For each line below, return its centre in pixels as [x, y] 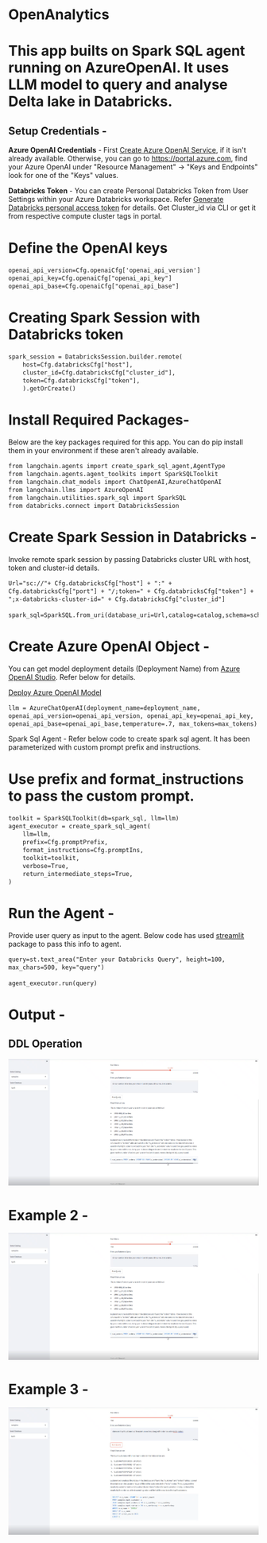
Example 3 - [48, 1390]
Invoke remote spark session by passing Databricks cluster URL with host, [130, 559]
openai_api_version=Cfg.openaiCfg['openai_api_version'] [104, 271]
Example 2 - [48, 1215]
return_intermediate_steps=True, [78, 874]
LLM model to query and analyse [118, 85]
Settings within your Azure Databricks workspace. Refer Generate [116, 200]
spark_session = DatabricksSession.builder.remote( [95, 357]
